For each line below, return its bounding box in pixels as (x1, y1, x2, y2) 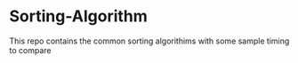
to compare (9, 44, 52, 55)
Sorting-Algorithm (9, 6, 149, 27)
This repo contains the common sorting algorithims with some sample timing (9, 35, 290, 46)
